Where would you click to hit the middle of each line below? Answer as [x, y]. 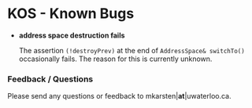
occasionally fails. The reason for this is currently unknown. [115, 59]
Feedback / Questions [50, 79]
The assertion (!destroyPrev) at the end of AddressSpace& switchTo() [132, 50]
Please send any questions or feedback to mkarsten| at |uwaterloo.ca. [119, 96]
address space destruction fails [72, 35]
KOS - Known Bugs [71, 14]
